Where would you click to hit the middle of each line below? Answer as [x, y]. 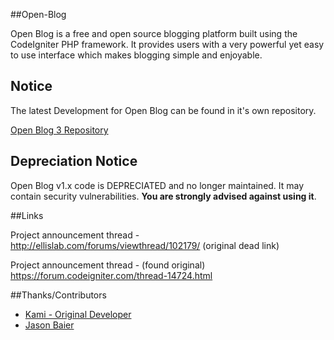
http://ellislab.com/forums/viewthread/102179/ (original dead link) [145, 245]
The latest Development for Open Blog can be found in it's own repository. [163, 110]
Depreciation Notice [74, 161]
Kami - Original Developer [78, 314]
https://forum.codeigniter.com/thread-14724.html [111, 275]
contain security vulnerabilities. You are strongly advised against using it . [163, 196]
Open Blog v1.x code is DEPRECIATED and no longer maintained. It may [157, 185]
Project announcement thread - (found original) [108, 265]
